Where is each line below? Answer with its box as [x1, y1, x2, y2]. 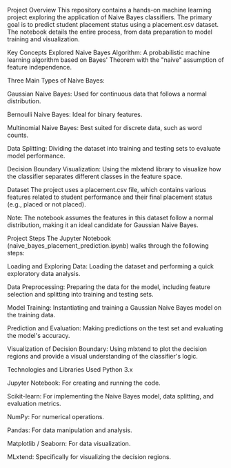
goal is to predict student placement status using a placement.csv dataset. [7, 21, 219, 28]
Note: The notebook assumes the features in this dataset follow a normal [7, 213, 214, 222]
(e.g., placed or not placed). [7, 200, 86, 209]
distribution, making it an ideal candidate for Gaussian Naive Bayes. [7, 221, 199, 229]
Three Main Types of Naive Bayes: [7, 76, 105, 85]
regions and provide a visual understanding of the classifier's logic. [7, 352, 199, 360]
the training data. [7, 311, 56, 319]
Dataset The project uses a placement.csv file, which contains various [7, 186, 207, 193]
